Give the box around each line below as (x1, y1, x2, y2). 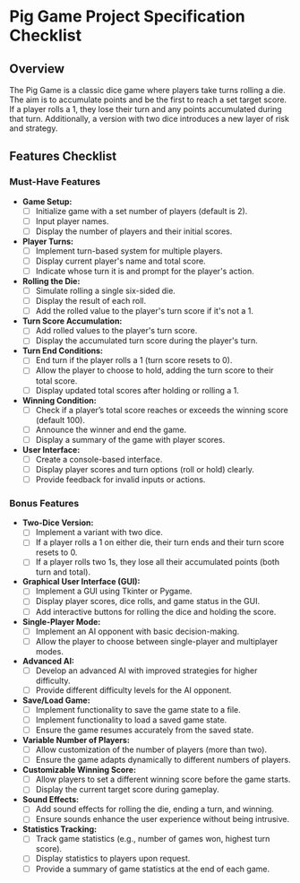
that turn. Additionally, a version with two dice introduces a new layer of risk (9, 114, 289, 124)
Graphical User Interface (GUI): (21, 576, 141, 587)
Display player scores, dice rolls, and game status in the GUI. (35, 596, 261, 607)
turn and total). (35, 567, 91, 577)
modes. (35, 645, 64, 656)
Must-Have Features (9, 176, 101, 188)
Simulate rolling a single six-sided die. (35, 285, 176, 297)
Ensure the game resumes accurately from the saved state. (35, 724, 254, 735)
